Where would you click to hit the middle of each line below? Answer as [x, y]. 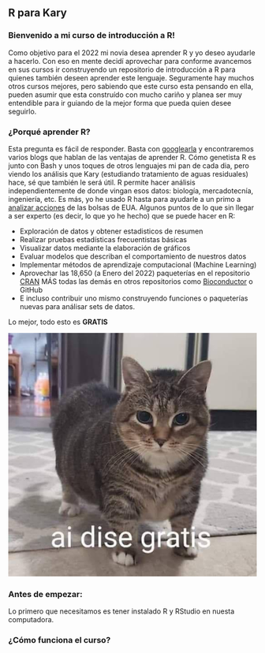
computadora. [31, 620]
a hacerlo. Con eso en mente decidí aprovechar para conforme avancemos [130, 61]
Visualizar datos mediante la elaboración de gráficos [105, 248]
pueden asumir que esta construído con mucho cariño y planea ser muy [125, 95]
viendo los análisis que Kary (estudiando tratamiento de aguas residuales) [128, 174]
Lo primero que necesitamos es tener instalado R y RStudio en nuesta [121, 611]
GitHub [31, 289]
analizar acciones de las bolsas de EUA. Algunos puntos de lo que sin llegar [131, 207]
